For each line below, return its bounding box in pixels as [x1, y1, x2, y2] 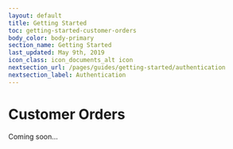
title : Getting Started [8, 19, 87, 27]
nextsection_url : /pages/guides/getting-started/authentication [8, 64, 226, 72]
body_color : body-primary [8, 33, 94, 42]
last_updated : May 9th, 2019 [8, 49, 105, 57]
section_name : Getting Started [8, 41, 112, 49]
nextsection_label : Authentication [8, 71, 126, 79]
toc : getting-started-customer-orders [8, 26, 137, 34]
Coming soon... [8, 131, 58, 141]
